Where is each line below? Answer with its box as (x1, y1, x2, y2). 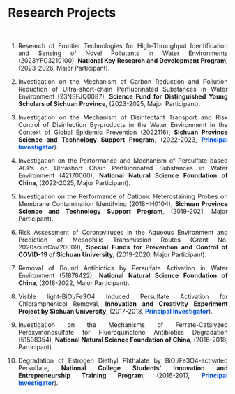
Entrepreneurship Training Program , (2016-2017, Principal (17, 371, 228, 379)
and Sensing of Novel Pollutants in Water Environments (17, 49, 228, 57)
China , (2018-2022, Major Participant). (17, 278, 130, 287)
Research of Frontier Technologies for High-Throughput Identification (17, 41, 228, 50)
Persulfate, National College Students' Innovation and (17, 363, 229, 372)
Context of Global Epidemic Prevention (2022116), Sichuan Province (17, 128, 228, 136)
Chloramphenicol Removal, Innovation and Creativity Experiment (17, 299, 228, 308)
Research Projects (8, 5, 116, 21)
